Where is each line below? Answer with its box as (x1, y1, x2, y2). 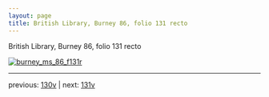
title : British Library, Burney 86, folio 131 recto (8, 19, 188, 27)
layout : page (8, 11, 52, 20)
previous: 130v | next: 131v (8, 79, 95, 89)
